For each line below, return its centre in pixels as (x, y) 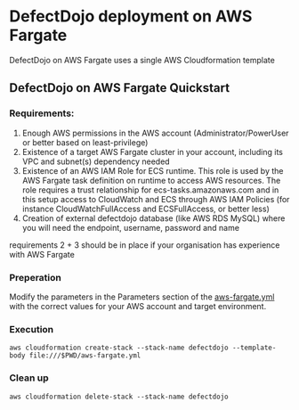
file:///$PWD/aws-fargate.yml (85, 356)
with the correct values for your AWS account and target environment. (138, 306)
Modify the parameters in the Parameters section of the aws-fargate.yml (142, 297)
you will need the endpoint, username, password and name (131, 227)
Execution (32, 329)
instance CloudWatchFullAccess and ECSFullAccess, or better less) (145, 209)
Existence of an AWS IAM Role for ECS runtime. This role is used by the (153, 170)
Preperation (36, 277)
